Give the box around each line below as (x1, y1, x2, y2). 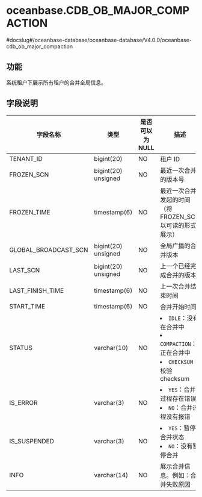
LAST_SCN (9, 266, 40, 274)
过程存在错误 (160, 394, 197, 402)
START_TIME (9, 302, 45, 310)
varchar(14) (94, 470, 129, 479)
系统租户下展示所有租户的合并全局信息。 (6, 79, 106, 86)
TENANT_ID (9, 154, 43, 163)
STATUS (9, 343, 33, 352)
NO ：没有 (168, 442, 193, 450)
